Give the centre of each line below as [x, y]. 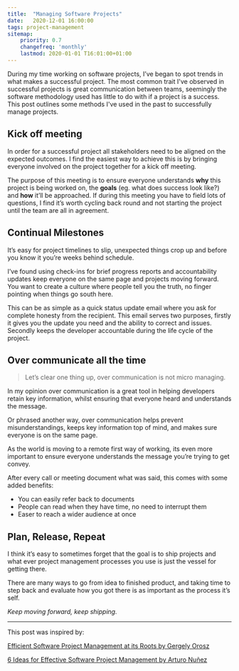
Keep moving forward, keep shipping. [62, 612]
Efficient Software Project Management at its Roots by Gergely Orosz [108, 646]
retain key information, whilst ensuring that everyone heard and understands [119, 398]
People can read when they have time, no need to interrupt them [112, 507]
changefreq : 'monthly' [54, 47]
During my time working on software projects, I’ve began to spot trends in [115, 74]
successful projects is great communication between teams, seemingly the [117, 89]
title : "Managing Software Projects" [65, 14]
